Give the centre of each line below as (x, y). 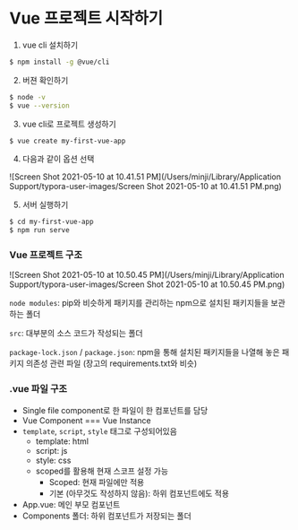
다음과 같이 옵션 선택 (58, 159)
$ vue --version (39, 105)
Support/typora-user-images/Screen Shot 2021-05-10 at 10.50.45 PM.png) (147, 284)
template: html (62, 441)
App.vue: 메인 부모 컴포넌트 (71, 504)
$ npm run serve (39, 230)
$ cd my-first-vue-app (51, 222)
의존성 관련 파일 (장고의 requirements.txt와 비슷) (111, 363)
